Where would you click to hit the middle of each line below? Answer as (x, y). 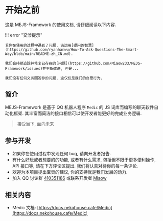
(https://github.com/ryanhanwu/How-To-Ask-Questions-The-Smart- (72, 50)
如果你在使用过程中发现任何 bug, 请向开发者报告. (61, 153)
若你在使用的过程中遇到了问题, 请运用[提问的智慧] (50, 45)
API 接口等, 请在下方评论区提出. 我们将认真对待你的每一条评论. (75, 166)
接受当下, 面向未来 (35, 124)
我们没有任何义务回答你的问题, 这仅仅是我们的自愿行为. (54, 78)
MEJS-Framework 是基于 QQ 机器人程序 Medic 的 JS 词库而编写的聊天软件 (80, 107)
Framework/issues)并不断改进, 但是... (42, 69)
